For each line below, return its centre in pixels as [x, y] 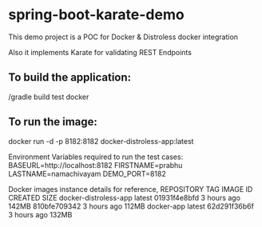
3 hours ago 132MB [40, 214]
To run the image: [53, 122]
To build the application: [70, 78]
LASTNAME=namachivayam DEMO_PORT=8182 [87, 173]
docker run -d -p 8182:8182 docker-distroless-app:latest [101, 141]
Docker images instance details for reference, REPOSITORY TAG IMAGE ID [131, 189]
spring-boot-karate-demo [97, 15]
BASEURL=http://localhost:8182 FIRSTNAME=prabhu [95, 165]
